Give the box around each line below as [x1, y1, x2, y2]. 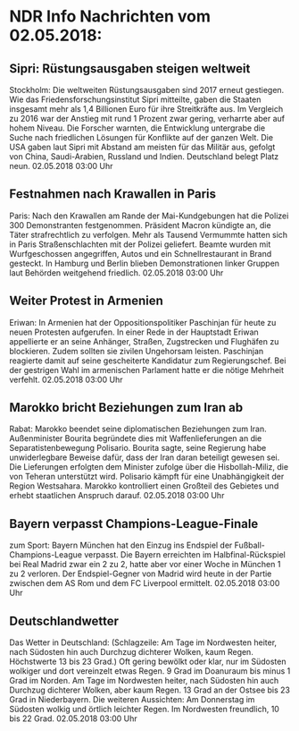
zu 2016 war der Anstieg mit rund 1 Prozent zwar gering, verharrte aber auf [9, 114, 286, 123]
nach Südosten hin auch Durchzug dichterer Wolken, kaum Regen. [9, 647, 254, 658]
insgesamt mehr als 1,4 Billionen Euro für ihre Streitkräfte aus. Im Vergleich [9, 104, 284, 114]
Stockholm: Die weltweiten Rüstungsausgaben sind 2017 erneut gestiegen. [9, 85, 285, 95]
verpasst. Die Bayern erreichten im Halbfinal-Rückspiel [84, 549, 286, 560]
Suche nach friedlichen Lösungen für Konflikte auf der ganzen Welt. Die [9, 132, 274, 142]
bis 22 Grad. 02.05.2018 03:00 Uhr [9, 713, 138, 724]
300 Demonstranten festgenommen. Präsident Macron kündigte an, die [9, 219, 271, 230]
